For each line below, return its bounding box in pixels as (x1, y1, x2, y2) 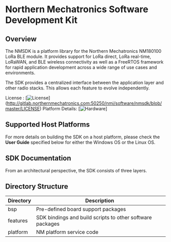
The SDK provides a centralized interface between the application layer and (5, 80, 164, 85)
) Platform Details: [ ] (40, 106, 108, 111)
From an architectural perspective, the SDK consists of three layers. (5, 167, 148, 173)
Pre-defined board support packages (36, 206, 126, 213)
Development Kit (5, 14, 78, 26)
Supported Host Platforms (5, 120, 90, 129)
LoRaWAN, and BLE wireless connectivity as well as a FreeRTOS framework (5, 59, 164, 65)
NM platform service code (36, 229, 99, 236)
